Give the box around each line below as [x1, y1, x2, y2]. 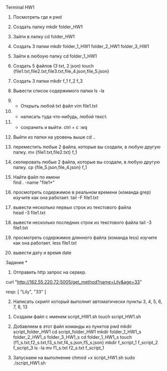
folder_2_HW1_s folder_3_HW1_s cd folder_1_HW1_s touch [13, 334, 132, 340]
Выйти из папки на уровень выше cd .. [13, 134, 96, 140]
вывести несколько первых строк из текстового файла [13, 204, 131, 210]
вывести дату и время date [13, 250, 72, 256]
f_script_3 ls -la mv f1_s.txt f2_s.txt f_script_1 [13, 345, 105, 351]
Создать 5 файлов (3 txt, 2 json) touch [13, 63, 94, 69]
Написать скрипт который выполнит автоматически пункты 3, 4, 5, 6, [13, 298, 162, 304]
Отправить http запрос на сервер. [13, 269, 87, 275]
